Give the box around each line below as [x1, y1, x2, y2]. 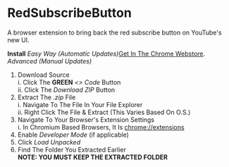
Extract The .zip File [17, 93, 76, 101]
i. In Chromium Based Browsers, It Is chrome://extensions [17, 123, 185, 131]
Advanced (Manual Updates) [7, 56, 92, 65]
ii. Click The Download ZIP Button [17, 85, 116, 94]
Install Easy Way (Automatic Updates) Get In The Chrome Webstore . [7, 49, 206, 58]
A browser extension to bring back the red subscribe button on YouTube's [7, 28, 222, 37]
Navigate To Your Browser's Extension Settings [17, 115, 155, 124]
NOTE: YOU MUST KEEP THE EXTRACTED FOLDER [17, 153, 168, 161]
